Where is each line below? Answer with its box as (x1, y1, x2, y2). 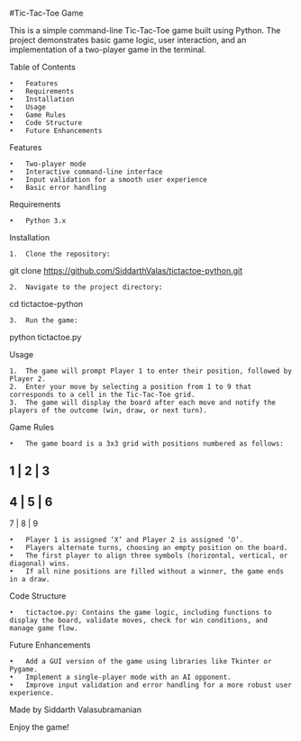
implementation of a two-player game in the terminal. (9, 44, 206, 55)
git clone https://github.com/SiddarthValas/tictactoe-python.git (9, 266, 243, 276)
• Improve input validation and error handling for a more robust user (9, 681, 293, 690)
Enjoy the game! (9, 722, 69, 733)
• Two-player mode (9, 159, 87, 168)
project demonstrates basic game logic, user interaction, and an (9, 35, 247, 45)
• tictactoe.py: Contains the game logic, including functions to (9, 608, 272, 618)
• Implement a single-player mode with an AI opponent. (9, 673, 232, 682)
